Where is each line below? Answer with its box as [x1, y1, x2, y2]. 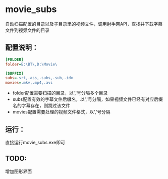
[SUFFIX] [5, 71, 24, 76]
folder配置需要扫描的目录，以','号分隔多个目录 [12, 90, 108, 96]
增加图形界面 [5, 168, 32, 174]
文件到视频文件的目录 [5, 27, 49, 33]
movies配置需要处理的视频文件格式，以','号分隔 [12, 109, 111, 115]
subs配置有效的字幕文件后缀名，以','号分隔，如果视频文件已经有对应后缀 [12, 96, 163, 102]
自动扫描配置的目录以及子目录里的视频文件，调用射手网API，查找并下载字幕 [5, 21, 163, 27]
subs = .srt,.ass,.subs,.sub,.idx [5, 76, 73, 81]
